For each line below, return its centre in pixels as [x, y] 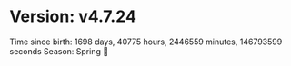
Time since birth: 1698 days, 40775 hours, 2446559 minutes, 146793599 [146, 42]
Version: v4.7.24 [73, 17]
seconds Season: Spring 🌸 [59, 51]
